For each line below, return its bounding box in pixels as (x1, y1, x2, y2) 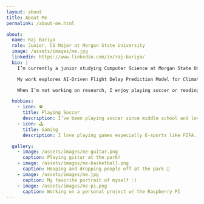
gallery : (12, 143, 34, 149)
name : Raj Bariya (12, 37, 56, 43)
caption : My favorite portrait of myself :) (22, 177, 137, 183)
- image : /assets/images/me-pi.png (17, 183, 107, 189)
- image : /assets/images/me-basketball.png (17, 160, 129, 166)
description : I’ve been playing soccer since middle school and (22, 115, 189, 121)
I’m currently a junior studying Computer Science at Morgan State (17, 65, 191, 71)
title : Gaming (22, 126, 59, 133)
